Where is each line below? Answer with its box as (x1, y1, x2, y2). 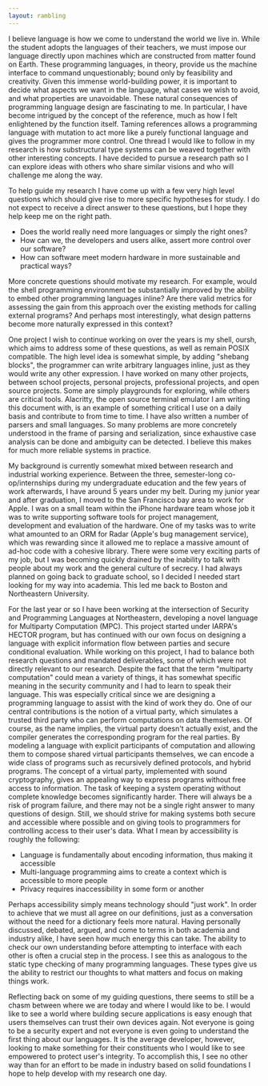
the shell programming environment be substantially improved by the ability (8, 285, 257, 294)
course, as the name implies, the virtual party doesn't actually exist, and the (8, 723, 258, 733)
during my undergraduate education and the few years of (57, 478, 246, 488)
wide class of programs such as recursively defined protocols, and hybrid (8, 757, 251, 767)
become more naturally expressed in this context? (8, 318, 174, 329)
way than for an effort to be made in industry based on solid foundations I (8, 1060, 251, 1069)
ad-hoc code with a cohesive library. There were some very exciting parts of (8, 546, 261, 556)
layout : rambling (8, 11, 66, 20)
